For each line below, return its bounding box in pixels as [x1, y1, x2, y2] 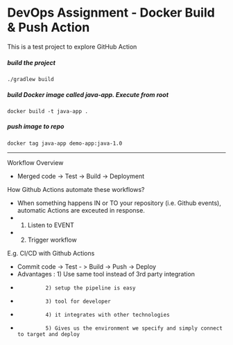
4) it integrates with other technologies [45, 311, 170, 318]
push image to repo [7, 123, 64, 131]
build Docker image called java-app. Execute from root [7, 90, 169, 98]
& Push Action [7, 19, 90, 35]
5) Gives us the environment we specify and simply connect [45, 324, 223, 332]
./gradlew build [7, 76, 54, 82]
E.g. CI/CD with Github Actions [7, 249, 95, 257]
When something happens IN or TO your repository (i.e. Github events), [17, 199, 222, 207]
